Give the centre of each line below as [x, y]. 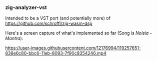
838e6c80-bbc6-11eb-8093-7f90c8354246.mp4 [56, 53]
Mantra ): [14, 38]
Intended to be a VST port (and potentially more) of [58, 18]
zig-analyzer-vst [26, 7]
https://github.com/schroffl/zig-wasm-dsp [49, 23]
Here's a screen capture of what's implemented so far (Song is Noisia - [79, 33]
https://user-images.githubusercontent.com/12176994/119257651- [73, 48]
